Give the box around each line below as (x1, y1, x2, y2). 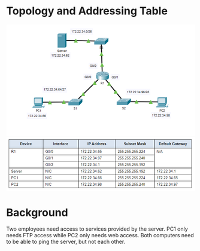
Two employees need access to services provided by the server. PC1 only (6, 225, 189, 232)
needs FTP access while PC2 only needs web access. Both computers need (6, 232, 194, 239)
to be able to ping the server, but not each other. (6, 238, 126, 246)
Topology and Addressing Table (6, 4, 168, 18)
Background (6, 206, 68, 219)
